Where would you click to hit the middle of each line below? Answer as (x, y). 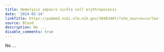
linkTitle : (16, 18)
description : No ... (26, 27)
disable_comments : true (29, 32)
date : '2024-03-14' (25, 14)
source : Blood (20, 23)
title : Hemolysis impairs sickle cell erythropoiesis (61, 9)
